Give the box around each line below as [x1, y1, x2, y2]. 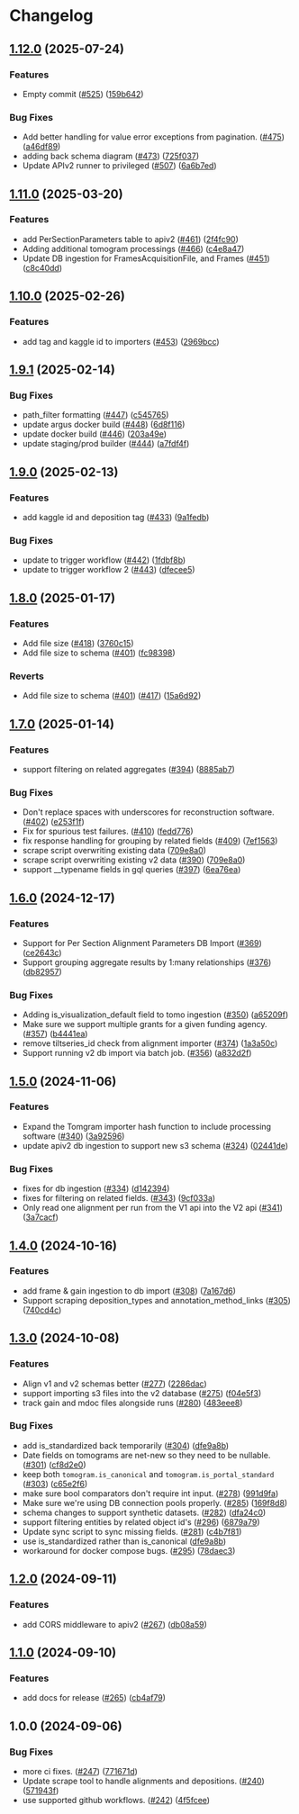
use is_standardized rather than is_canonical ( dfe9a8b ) [22, 1536, 227, 1547]
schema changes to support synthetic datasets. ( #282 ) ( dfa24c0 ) [22, 1507, 267, 1518]
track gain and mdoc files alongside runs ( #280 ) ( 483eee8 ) [22, 1397, 243, 1408]
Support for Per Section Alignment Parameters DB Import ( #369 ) [22, 937, 263, 948]
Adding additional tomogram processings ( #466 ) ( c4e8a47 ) [22, 243, 245, 254]
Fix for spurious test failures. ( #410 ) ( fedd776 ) [22, 826, 194, 837]
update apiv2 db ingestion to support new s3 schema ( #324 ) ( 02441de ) [22, 1140, 289, 1151]
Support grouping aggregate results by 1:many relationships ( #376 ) [22, 956, 272, 968]
